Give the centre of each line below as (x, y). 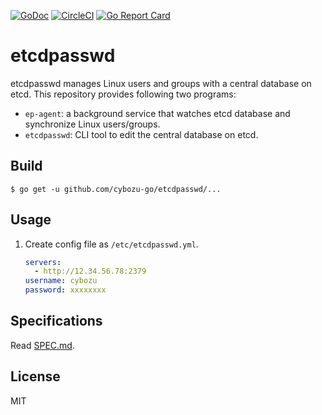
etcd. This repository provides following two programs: (123, 94)
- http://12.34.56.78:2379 (90, 271)
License (35, 376)
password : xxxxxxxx (65, 290)
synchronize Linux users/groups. (92, 124)
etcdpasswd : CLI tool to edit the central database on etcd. (141, 134)
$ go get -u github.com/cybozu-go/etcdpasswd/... (116, 189)
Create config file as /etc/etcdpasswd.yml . (111, 244)
